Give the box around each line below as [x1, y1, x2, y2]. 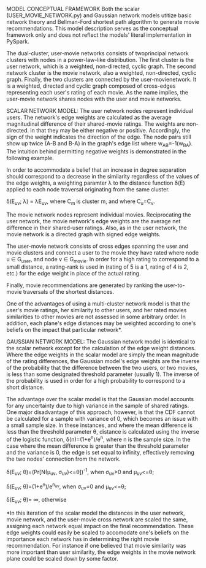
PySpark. [6, 38, 29, 45]
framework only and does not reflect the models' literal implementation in [6, 31, 192, 39]
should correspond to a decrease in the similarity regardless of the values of [6, 172, 199, 180]
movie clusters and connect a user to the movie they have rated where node [6, 248, 199, 256]
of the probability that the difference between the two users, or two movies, [6, 364, 197, 372]
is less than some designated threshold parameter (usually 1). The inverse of [6, 370, 199, 378]
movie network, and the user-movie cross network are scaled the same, [6, 515, 188, 523]
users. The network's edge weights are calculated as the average [6, 113, 172, 121]
